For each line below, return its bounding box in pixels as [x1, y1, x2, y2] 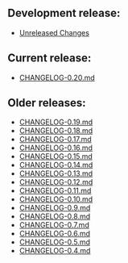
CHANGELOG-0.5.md [19, 237, 90, 247]
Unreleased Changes [19, 27, 90, 37]
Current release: [7, 52, 92, 65]
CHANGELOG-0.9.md [19, 203, 91, 213]
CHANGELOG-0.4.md [19, 246, 91, 256]
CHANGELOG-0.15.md [19, 152, 93, 161]
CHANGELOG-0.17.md [19, 135, 92, 144]
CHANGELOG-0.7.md [19, 220, 89, 230]
